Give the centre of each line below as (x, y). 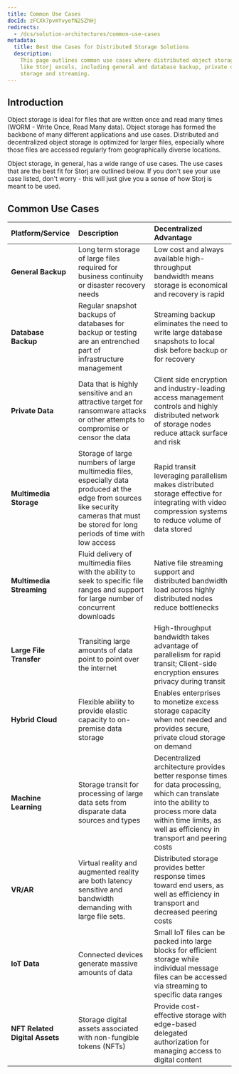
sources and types (109, 820)
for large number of (111, 599)
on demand (173, 746)
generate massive (108, 964)
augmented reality (108, 872)
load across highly (185, 590)
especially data (103, 480)
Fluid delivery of (105, 554)
